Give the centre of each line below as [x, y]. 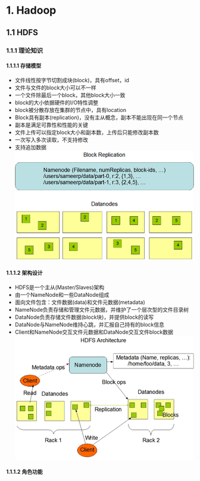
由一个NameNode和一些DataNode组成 [62, 295]
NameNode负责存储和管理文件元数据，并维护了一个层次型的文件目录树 [102, 310]
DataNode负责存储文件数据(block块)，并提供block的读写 [84, 317]
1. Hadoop [31, 10]
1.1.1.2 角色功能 [24, 471]
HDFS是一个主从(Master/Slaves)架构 [60, 287]
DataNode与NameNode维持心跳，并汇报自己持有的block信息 [90, 325]
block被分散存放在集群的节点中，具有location [71, 110]
